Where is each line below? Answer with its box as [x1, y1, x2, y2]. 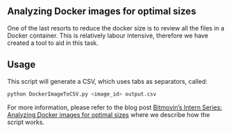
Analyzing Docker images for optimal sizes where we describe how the [7, 110, 210, 118]
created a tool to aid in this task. [7, 38, 99, 47]
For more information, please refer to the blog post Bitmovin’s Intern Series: [7, 103, 223, 112]
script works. [7, 118, 45, 126]
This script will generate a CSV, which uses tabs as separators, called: [7, 77, 208, 85]
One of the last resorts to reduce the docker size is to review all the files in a [7, 24, 225, 32]
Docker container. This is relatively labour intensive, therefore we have [7, 31, 209, 39]
